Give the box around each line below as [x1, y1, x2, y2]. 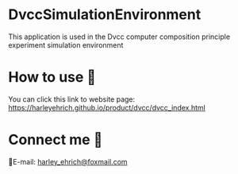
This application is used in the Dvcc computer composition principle [8, 32, 231, 41]
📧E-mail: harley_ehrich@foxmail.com [8, 157, 129, 166]
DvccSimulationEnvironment [8, 6, 202, 24]
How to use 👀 [8, 68, 97, 87]
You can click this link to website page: [8, 94, 136, 104]
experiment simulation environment [8, 40, 124, 49]
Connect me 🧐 [8, 131, 103, 149]
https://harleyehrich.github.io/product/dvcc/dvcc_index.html [8, 102, 206, 112]
